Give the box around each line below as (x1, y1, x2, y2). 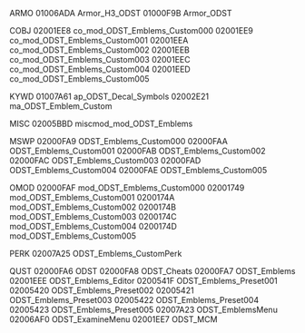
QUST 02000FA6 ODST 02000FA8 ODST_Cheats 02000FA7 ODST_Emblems (9, 266, 296, 276)
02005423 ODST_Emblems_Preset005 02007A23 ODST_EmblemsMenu (9, 304, 279, 315)
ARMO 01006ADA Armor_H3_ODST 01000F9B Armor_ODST (9, 8, 232, 18)
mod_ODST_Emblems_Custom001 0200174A (9, 192, 175, 202)
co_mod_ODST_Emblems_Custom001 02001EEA (9, 35, 189, 45)
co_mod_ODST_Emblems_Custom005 (9, 73, 150, 84)
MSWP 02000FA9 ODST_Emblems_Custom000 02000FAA (9, 136, 229, 146)
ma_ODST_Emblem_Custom (9, 101, 113, 112)
